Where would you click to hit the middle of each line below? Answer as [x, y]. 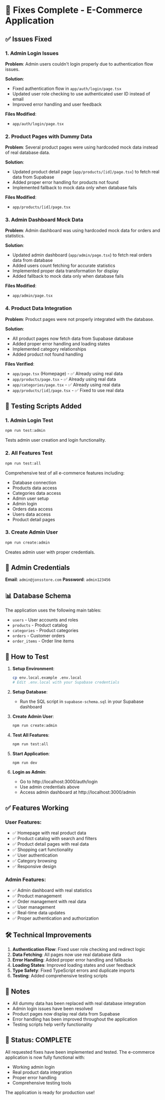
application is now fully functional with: [45, 1057]
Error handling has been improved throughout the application [75, 1019]
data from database [33, 260]
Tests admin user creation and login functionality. [56, 440]
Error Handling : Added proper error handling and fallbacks [73, 960]
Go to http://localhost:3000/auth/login [59, 782]
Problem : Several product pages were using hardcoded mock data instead [82, 147]
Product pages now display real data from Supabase [66, 1014]
